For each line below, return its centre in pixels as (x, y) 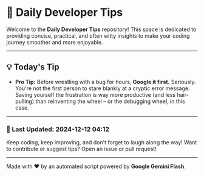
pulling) (25, 101)
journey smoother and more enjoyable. (55, 42)
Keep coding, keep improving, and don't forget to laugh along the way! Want (102, 143)
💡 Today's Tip (33, 67)
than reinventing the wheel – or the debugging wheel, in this (110, 101)
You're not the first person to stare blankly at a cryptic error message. (102, 88)
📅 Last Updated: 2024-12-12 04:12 (58, 129)
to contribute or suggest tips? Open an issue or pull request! (81, 149)
